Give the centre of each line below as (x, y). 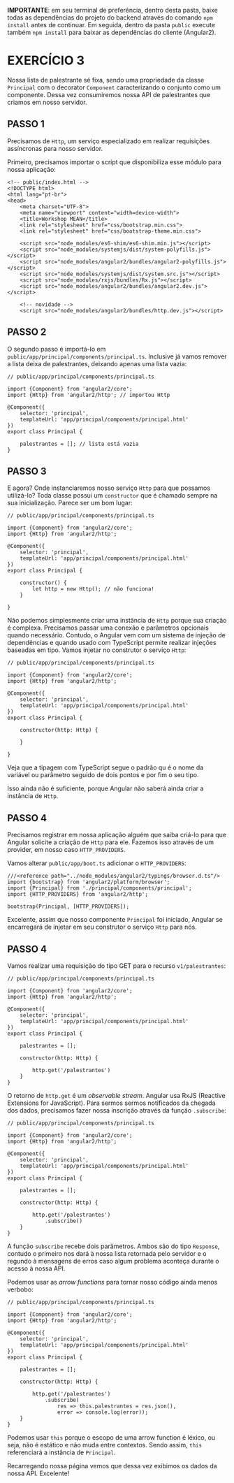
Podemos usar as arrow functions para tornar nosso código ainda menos (112, 1282)
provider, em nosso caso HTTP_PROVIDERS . (66, 850)
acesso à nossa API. (36, 1268)
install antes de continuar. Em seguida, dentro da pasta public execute (111, 25)
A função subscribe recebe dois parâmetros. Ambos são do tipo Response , (114, 1246)
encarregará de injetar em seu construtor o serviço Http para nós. (102, 927)
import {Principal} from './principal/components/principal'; (100, 888)
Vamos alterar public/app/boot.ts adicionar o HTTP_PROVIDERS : (97, 863)
